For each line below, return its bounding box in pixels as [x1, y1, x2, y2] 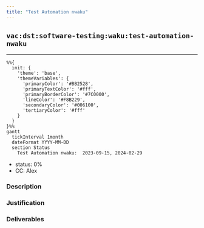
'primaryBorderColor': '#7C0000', [22, 92, 110, 98]
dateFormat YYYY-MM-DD [12, 139, 69, 146]
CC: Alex [15, 167, 38, 174]
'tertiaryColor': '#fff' [22, 108, 86, 114]
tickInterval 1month [12, 134, 64, 140]
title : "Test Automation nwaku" [6, 9, 88, 15]
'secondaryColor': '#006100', [22, 102, 99, 108]
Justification [6, 199, 45, 207]
